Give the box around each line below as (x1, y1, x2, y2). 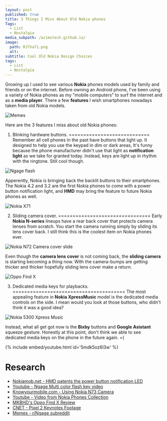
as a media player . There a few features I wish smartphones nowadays (5, 97, 152, 103)
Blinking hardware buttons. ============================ (12, 132, 150, 137)
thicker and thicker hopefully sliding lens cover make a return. (5, 264, 132, 270)
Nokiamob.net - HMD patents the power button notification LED (12, 378, 143, 384)
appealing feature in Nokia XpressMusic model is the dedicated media (12, 294, 159, 300)
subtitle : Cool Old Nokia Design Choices (5, 53, 93, 59)
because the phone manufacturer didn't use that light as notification (12, 148, 154, 153)
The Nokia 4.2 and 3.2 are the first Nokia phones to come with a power (5, 183, 151, 189)
